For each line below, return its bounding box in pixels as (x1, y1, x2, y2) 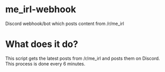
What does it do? (5, 38, 78, 50)
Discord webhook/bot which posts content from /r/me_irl (5, 20, 124, 27)
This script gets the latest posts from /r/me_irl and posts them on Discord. (5, 55, 160, 61)
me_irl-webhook (5, 4, 76, 15)
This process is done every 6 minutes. (5, 60, 86, 67)
